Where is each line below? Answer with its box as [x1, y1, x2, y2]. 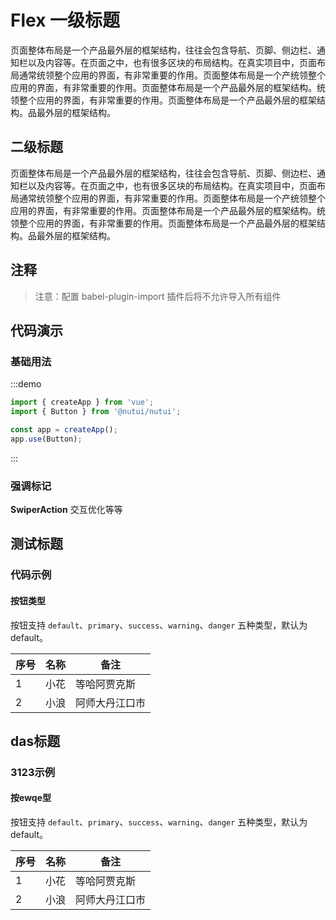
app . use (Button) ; [10, 434, 83, 444]
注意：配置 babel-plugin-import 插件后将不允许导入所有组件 [34, 290, 282, 302]
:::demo [10, 378, 42, 390]
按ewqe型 [10, 792, 52, 804]
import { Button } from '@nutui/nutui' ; [10, 407, 182, 417]
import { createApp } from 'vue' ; [10, 397, 155, 408]
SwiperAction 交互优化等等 [10, 504, 123, 516]
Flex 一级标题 [10, 9, 121, 32]
